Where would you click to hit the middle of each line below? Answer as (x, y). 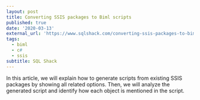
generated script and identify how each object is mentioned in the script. (95, 91)
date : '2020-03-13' (30, 28)
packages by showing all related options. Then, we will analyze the (88, 84)
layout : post (22, 12)
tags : (13, 39)
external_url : (24, 34)
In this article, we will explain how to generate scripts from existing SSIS (94, 78)
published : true (26, 22)
